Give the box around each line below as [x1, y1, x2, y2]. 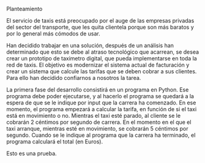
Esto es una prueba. [6, 150, 57, 157]
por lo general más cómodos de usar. [6, 30, 100, 37]
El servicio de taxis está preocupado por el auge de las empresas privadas [6, 17, 195, 24]
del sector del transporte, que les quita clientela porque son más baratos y [6, 24, 194, 31]
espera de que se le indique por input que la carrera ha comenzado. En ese [6, 99, 196, 106]
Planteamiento [6, 5, 43, 12]
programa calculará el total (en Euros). [6, 138, 103, 145]
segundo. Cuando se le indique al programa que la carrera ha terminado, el [6, 131, 196, 139]
